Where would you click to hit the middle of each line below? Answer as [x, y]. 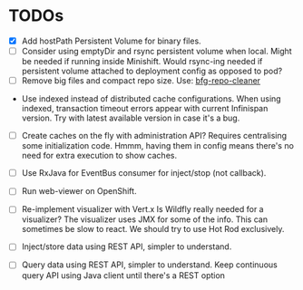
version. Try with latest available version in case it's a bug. [131, 118]
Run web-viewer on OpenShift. [79, 191]
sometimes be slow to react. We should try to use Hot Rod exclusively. [153, 229]
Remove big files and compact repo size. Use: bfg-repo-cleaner [141, 81]
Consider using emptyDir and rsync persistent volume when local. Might [156, 51]
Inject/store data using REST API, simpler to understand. [127, 246]
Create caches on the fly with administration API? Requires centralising [154, 136]
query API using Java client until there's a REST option [123, 275]
